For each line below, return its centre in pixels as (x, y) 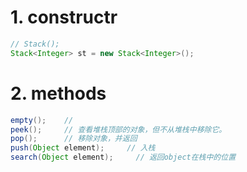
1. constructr (64, 17)
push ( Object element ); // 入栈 (83, 148)
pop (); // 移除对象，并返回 (74, 139)
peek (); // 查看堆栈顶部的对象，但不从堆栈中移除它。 (118, 129)
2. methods (58, 93)
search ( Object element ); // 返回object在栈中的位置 (123, 157)
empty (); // (42, 120)
